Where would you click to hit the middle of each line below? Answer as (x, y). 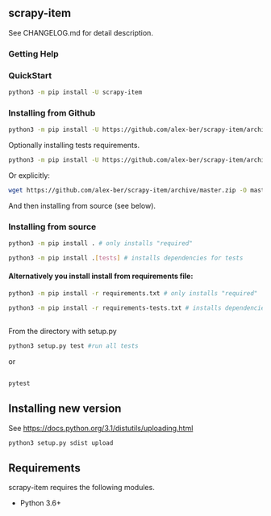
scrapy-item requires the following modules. (81, 488)
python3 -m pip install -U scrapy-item (75, 92)
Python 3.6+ (41, 503)
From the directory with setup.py (63, 332)
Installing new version (65, 409)
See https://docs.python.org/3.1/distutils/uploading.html (101, 428)
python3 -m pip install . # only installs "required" (101, 243)
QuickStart (30, 75)
